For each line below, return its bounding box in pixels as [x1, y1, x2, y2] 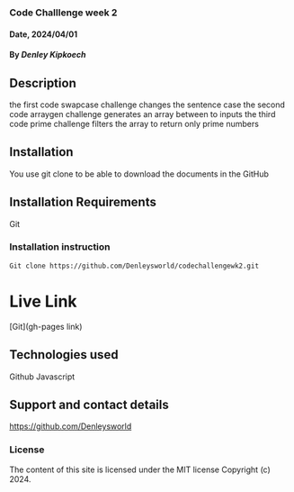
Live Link [9, 291, 78, 312]
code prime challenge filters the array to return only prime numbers [9, 118, 259, 129]
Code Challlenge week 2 [9, 6, 118, 19]
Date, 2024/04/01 [9, 29, 78, 40]
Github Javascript [9, 371, 76, 382]
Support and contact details [9, 396, 169, 412]
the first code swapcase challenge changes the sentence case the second [9, 99, 286, 110]
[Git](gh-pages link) [9, 321, 83, 332]
